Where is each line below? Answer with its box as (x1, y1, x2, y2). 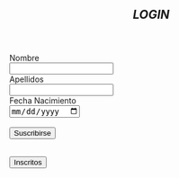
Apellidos (9, 74, 44, 85)
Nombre (9, 53, 40, 64)
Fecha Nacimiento (9, 95, 76, 106)
